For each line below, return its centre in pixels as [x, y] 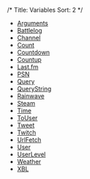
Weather [29, 162]
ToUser [27, 118]
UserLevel [31, 154]
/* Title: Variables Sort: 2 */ [45, 10]
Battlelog [29, 31]
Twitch [26, 132]
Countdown [33, 52]
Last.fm [28, 67]
